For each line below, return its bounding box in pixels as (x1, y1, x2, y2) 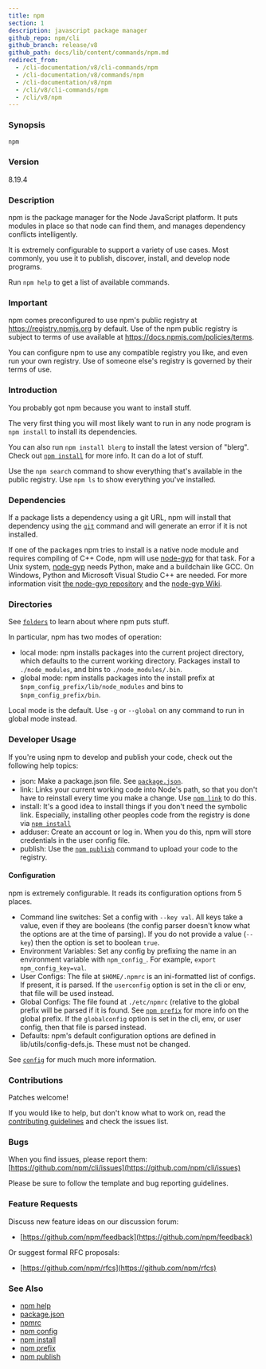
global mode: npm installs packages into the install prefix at (19, 673, 215, 683)
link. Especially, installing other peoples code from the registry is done (19, 810, 251, 820)
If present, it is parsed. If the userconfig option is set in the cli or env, (19, 980, 247, 989)
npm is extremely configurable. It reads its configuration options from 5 (8, 888, 242, 898)
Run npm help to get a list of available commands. (8, 277, 170, 287)
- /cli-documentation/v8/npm (15, 78, 112, 86)
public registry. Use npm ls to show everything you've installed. (8, 474, 217, 484)
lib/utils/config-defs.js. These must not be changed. (19, 1039, 191, 1048)
